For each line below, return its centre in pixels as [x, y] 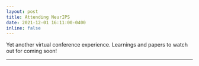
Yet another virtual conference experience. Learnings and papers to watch [97, 45]
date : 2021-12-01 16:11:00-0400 [46, 22]
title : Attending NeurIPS [38, 17]
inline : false [24, 28]
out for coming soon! [32, 51]
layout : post [22, 11]
